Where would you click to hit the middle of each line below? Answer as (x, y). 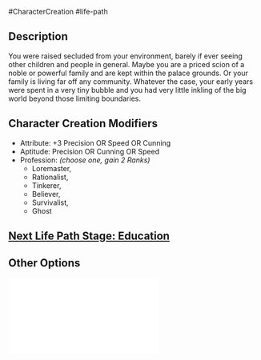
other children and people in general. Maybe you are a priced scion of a (126, 64)
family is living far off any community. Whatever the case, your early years (131, 81)
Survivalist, (50, 202)
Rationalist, (50, 177)
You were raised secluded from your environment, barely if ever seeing (125, 56)
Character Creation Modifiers (83, 124)
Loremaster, (52, 168)
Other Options (44, 263)
